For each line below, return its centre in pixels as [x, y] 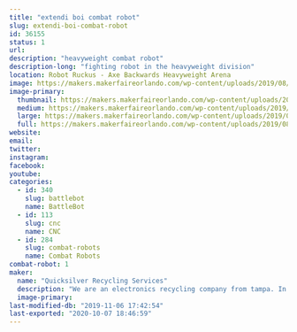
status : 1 [27, 42]
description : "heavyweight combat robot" [87, 58]
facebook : [27, 166]
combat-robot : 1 [39, 265]
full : [27, 125]
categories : [31, 182]
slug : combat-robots [63, 248]
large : [29, 116]
